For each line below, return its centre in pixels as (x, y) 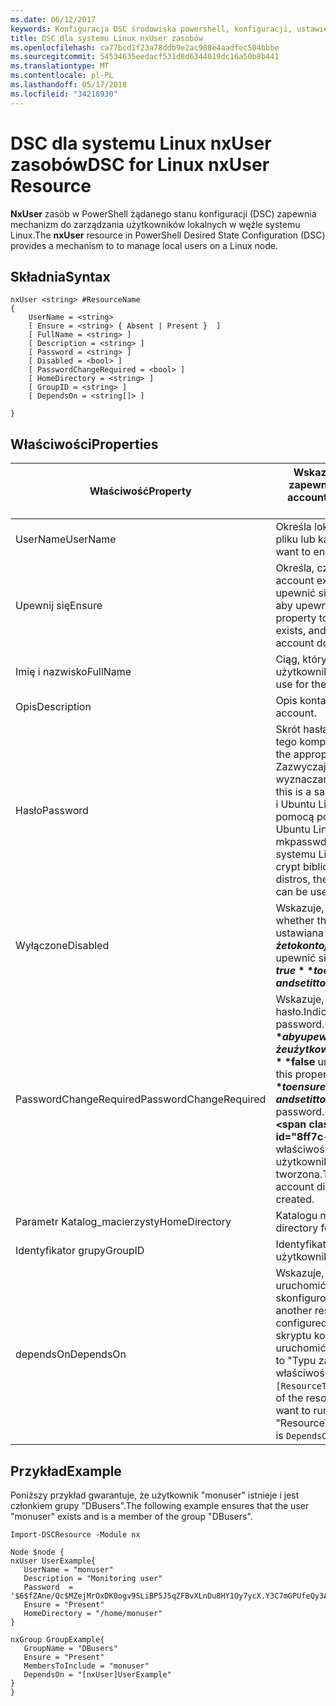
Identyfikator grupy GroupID (80, 1251)
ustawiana (299, 933)
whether (295, 921)
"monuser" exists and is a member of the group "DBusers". (131, 1516)
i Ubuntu (295, 804)
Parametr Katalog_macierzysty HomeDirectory (123, 1222)
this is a (293, 792)
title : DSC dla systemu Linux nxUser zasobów (106, 38)
